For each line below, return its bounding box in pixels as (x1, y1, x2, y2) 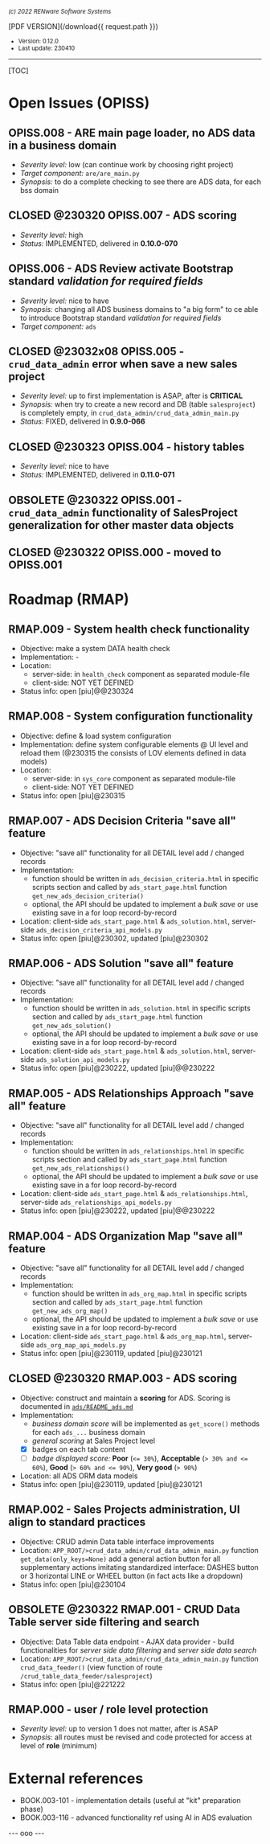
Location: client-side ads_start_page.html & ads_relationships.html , (19, 1189, 248, 1199)
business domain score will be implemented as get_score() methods (31, 1419, 260, 1428)
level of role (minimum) (19, 1741, 98, 1751)
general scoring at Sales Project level (31, 1436, 155, 1445)
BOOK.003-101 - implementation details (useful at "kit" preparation (19, 1796, 241, 1805)
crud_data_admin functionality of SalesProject (8, 506, 239, 519)
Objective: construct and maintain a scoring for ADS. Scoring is (19, 1393, 231, 1403)
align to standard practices (8, 1515, 146, 1529)
